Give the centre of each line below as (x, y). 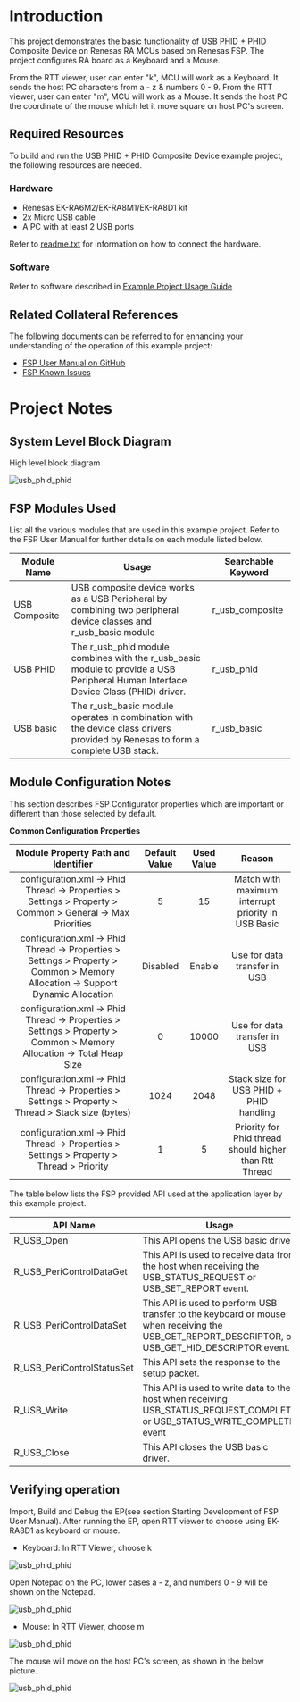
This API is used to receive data (208, 1254)
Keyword (250, 572)
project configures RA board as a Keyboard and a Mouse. (115, 60)
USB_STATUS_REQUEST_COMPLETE (220, 1410)
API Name (74, 1225)
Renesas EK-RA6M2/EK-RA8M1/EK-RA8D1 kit (105, 208)
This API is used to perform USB (210, 1303)
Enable (204, 966)
